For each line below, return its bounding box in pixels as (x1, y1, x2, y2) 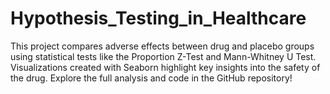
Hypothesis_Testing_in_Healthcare (10, 7, 307, 30)
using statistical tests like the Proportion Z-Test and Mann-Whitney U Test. (10, 50, 317, 62)
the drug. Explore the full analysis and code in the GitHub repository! (10, 72, 293, 84)
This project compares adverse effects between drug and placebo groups (10, 40, 315, 52)
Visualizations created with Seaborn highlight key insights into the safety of (10, 61, 321, 73)
